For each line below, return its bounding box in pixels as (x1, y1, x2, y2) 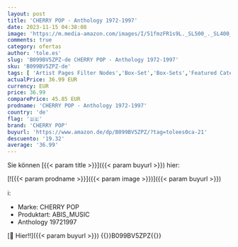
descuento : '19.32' (7, 135, 65, 142)
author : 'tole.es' (7, 50, 62, 57)
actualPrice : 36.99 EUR (7, 76, 78, 83)
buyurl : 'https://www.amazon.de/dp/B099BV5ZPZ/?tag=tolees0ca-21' (7, 128, 208, 135)
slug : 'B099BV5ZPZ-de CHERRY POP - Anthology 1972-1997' (7, 56, 179, 64)
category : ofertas (7, 43, 62, 50)
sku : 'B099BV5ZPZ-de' (7, 63, 72, 70)
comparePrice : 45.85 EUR (7, 96, 81, 103)
